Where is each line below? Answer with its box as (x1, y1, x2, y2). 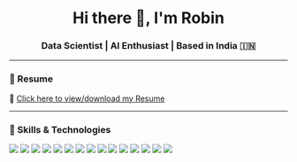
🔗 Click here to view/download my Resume (9, 93, 165, 104)
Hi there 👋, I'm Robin (72, 8, 225, 28)
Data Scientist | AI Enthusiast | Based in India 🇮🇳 (41, 40, 256, 52)
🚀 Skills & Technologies (9, 123, 111, 135)
